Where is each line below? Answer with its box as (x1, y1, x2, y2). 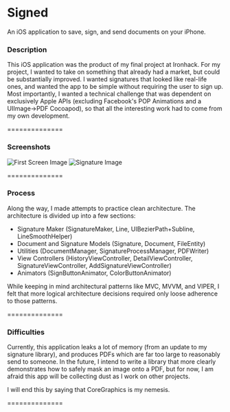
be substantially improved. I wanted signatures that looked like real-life (7, 75, 207, 83)
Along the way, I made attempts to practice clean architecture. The (7, 204, 196, 212)
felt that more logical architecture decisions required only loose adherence (7, 289, 218, 298)
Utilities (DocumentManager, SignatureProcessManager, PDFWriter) (16, 247, 209, 255)
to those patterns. (7, 296, 58, 305)
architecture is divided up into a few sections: (7, 212, 136, 220)
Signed (7, 5, 49, 21)
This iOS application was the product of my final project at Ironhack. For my (7, 61, 221, 69)
